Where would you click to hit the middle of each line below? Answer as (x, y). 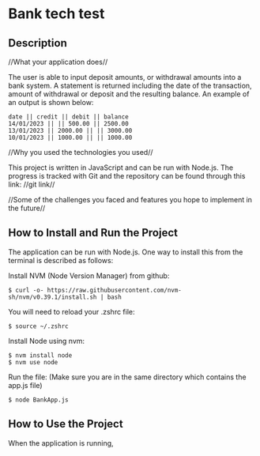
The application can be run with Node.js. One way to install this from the (126, 252)
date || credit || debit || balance (68, 117)
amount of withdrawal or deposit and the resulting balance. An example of (129, 94)
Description (38, 43)
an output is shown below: (51, 102)
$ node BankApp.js (38, 400)
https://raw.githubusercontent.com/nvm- (114, 290)
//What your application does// (58, 62)
